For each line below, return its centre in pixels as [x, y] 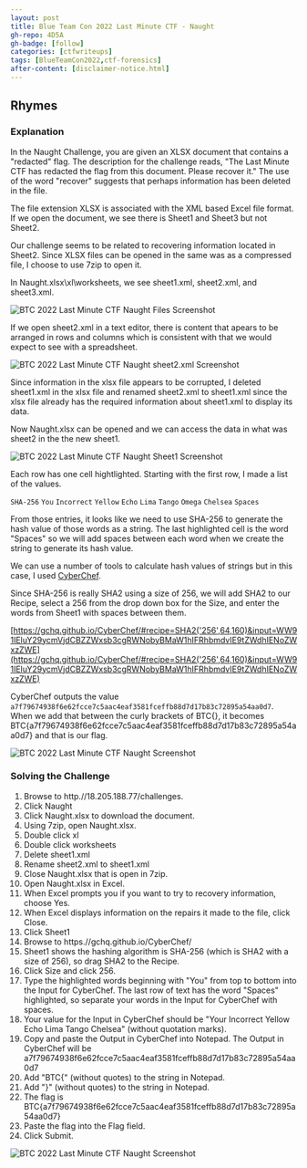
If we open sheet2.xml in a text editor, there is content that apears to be [144, 327]
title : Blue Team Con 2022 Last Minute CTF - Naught [113, 26]
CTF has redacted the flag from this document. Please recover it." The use [150, 171]
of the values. [36, 484]
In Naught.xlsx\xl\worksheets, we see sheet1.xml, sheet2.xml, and [134, 282]
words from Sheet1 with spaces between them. [98, 612]
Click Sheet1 [47, 932]
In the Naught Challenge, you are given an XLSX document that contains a [150, 151]
